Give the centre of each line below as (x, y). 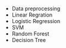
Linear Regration (32, 15)
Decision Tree (29, 40)
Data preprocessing (36, 9)
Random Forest (30, 34)
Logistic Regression (36, 21)
